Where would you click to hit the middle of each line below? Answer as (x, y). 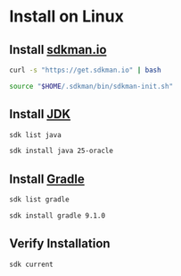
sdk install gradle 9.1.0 (57, 216)
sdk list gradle (39, 200)
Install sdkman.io (58, 50)
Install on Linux (67, 17)
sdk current (31, 264)
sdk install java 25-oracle (62, 151)
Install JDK (40, 114)
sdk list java (36, 135)
